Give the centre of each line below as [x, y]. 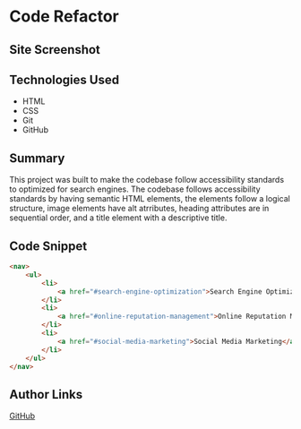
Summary [37, 158]
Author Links [46, 395]
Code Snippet [48, 246]
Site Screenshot [55, 50]
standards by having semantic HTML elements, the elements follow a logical [150, 199]
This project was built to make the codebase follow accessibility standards [147, 180]
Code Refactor [64, 17]
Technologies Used [64, 79]
